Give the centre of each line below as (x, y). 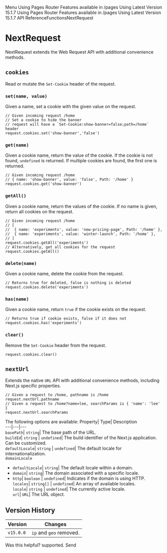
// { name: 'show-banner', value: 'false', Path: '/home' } (69, 180)
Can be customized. (26, 443)
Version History (30, 510)
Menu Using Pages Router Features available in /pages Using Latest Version (84, 7)
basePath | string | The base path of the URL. (51, 432)
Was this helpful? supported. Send (41, 545)
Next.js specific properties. (33, 386)
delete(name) (21, 263)
